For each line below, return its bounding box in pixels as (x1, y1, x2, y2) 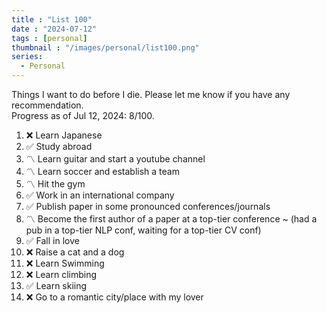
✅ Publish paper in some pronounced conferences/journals (25, 201, 271, 212)
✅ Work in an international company (25, 189, 175, 201)
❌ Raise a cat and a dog (25, 246, 125, 258)
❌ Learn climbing (25, 269, 98, 280)
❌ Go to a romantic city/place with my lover (25, 291, 204, 303)
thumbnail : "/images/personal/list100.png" (11, 42, 200, 53)
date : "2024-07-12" (11, 24, 98, 34)
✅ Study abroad (25, 141, 93, 152)
